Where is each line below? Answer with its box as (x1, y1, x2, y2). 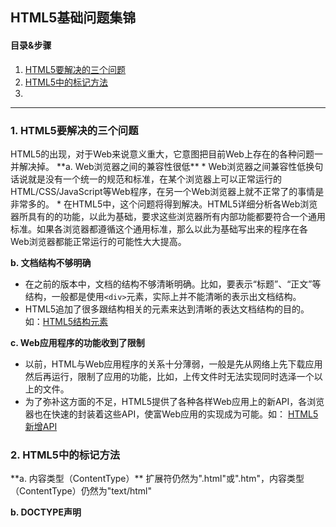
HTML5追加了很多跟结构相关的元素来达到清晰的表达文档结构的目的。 (24, 303, 310, 315)
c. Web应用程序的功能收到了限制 (10, 336, 145, 348)
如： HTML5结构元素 (24, 315, 109, 327)
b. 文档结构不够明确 (10, 256, 92, 268)
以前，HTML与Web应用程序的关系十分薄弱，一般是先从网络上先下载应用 (24, 358, 323, 370)
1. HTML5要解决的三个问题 (10, 123, 139, 137)
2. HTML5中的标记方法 (10, 448, 121, 462)
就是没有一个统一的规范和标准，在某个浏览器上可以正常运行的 (27, 173, 282, 185)
